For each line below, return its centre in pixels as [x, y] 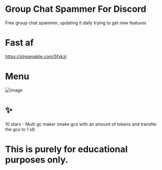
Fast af [20, 43]
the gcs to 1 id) [20, 129]
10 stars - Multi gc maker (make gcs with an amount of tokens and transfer [81, 124]
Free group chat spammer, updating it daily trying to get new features [76, 23]
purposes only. [37, 160]
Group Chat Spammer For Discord [76, 9]
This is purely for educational [66, 149]
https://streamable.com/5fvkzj [36, 56]
